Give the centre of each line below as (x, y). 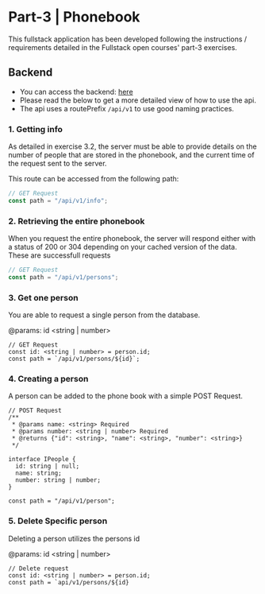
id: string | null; (48, 466)
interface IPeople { (42, 460)
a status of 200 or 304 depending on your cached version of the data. (123, 247)
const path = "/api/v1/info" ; (58, 200)
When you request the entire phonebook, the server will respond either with (132, 239)
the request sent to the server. (58, 164)
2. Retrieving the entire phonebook (77, 221)
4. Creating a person (48, 379)
